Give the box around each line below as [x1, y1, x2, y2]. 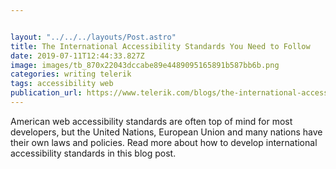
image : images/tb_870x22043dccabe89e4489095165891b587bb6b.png [10, 60, 280, 70]
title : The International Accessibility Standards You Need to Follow [10, 41, 311, 51]
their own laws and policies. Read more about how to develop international [10, 136, 318, 148]
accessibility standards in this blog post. [10, 147, 177, 159]
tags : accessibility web [10, 79, 114, 89]
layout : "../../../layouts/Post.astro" [10, 32, 177, 42]
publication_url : [10, 88, 83, 98]
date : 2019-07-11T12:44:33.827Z [10, 51, 145, 61]
